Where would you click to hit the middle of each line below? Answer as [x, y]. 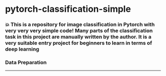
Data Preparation [26, 63]
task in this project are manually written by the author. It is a [78, 37]
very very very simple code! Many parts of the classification [79, 31]
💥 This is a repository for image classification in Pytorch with [80, 25]
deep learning [22, 49]
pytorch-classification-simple [68, 9]
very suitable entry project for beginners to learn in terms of [79, 43]
